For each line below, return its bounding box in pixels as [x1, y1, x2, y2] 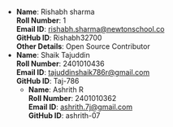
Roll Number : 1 [15, 15, 67, 25]
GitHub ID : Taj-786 [15, 77, 80, 85]
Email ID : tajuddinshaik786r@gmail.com [15, 68, 150, 77]
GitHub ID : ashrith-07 [28, 111, 101, 120]
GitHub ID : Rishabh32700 [15, 33, 102, 42]
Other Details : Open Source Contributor [15, 42, 150, 51]
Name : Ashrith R [28, 85, 84, 94]
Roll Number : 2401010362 [28, 94, 117, 103]
